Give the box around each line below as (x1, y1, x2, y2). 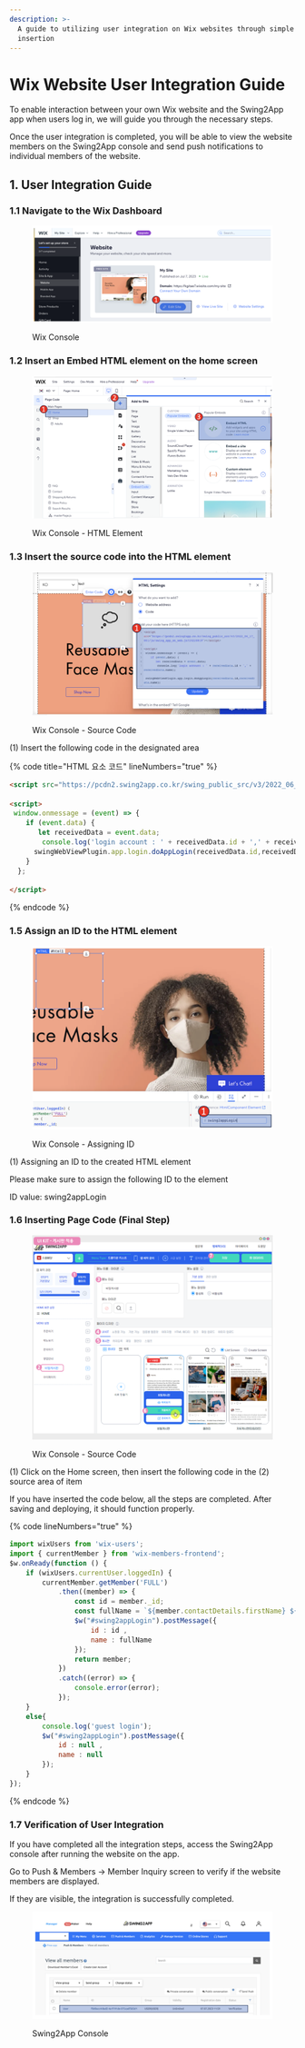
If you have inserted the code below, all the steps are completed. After (9, 1494, 272, 1505)
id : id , (90, 1625, 128, 1635)
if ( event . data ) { (25, 819, 95, 828)
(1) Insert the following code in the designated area (9, 741, 200, 753)
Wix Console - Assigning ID (32, 1138, 135, 1149)
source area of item (9, 1476, 83, 1487)
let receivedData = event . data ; (37, 828, 161, 838)
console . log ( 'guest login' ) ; (42, 1722, 152, 1731)
